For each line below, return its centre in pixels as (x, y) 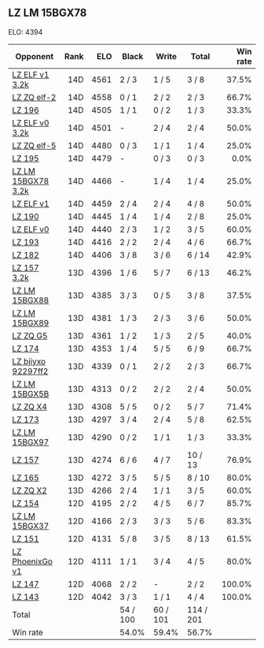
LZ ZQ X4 (29, 407)
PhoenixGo (33, 561)
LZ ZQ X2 (29, 490)
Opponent (35, 56)
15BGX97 (31, 442)
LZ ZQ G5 (30, 336)
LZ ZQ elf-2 (34, 97)
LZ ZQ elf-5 (34, 145)
